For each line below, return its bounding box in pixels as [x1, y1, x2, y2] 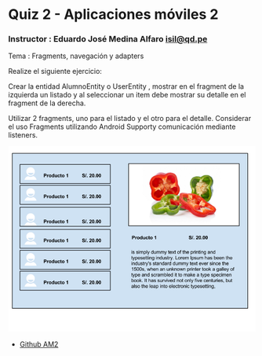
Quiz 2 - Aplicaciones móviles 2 [8, 6, 219, 24]
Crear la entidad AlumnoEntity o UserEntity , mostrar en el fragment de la [8, 82, 245, 91]
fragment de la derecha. [8, 98, 86, 108]
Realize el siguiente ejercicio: [8, 67, 102, 76]
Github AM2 [19, 339, 59, 349]
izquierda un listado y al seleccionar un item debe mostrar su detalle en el [8, 90, 246, 100]
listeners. [8, 130, 38, 140]
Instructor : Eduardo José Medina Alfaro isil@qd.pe [8, 34, 208, 45]
